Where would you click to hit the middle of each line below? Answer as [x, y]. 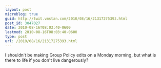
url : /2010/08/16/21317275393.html [41, 41]
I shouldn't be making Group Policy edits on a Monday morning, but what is [80, 55]
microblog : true [21, 14]
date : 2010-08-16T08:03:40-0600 [38, 28]
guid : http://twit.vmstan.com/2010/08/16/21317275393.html [66, 18]
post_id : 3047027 [23, 23]
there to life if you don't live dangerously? [47, 60]
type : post [16, 37]
